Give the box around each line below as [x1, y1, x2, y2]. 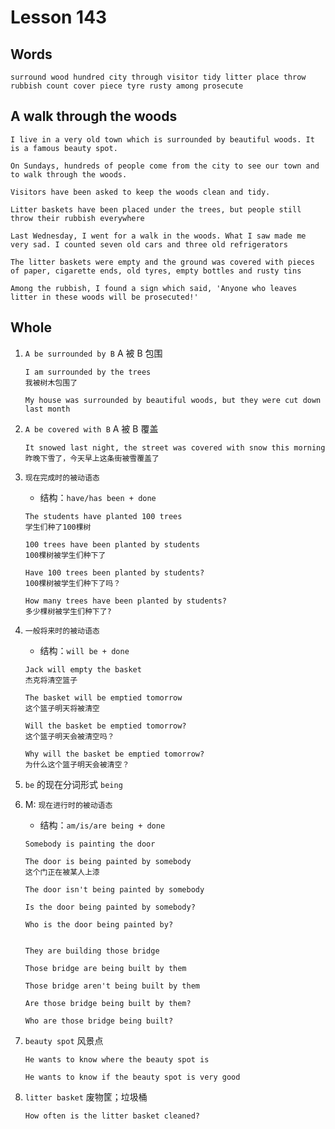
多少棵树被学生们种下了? [24, 606, 112, 616]
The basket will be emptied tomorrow [24, 692, 183, 703]
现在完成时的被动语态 [24, 472, 100, 483]
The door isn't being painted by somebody [24, 884, 205, 895]
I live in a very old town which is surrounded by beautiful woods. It [10, 134, 315, 145]
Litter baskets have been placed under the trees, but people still [10, 204, 302, 215]
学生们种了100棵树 [24, 522, 92, 532]
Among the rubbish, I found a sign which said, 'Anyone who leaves [10, 283, 298, 293]
